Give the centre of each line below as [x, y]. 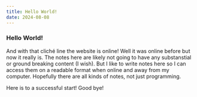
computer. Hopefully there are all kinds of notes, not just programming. [94, 76]
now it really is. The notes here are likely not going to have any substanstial [99, 57]
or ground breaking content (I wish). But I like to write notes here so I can [96, 64]
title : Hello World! [32, 12]
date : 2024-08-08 [28, 17]
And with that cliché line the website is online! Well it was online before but [98, 51]
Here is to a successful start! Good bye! [55, 87]
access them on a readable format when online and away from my [88, 70]
